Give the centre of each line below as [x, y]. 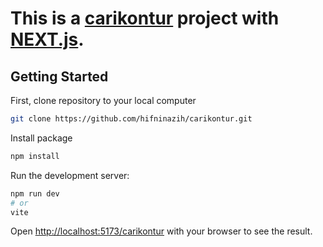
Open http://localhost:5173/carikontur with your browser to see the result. [161, 231]
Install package [41, 138]
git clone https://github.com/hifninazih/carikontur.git [131, 119]
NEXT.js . [47, 39]
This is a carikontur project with [145, 18]
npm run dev [35, 193]
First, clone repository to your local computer [103, 100]
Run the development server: [70, 175]
